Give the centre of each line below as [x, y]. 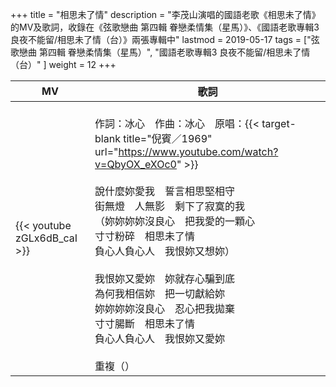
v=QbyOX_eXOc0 [135, 164]
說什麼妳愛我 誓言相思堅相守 [165, 191]
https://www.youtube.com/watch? [198, 151]
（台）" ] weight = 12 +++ [63, 64]
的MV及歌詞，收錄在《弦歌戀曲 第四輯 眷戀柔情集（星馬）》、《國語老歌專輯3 [165, 27]
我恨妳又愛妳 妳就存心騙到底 [165, 278]
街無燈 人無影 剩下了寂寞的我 [170, 206]
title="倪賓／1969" [168, 138]
